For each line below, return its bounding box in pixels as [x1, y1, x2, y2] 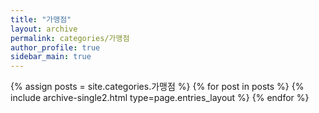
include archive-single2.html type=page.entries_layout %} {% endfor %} [10, 92, 310, 104]
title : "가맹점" [10, 14, 72, 25]
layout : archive [10, 24, 78, 34]
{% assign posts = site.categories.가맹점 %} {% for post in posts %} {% [10, 81, 305, 93]
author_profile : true [10, 42, 101, 53]
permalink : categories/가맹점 [10, 33, 130, 43]
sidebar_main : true [10, 52, 92, 62]
